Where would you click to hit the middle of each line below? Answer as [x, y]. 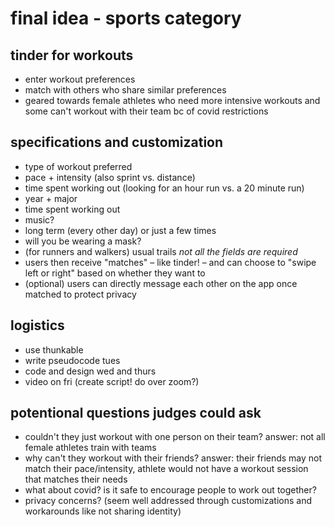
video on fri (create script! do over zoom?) [112, 381]
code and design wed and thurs [90, 371]
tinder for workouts [72, 55]
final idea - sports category [126, 18]
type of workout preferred [78, 166]
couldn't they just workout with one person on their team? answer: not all [175, 437]
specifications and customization [117, 142]
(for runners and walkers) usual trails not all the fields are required [161, 251]
